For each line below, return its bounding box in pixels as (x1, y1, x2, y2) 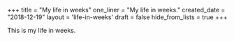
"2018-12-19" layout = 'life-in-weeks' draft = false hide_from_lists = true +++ (7, 13, 228, 21)
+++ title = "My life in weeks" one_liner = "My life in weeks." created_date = (7, 6, 226, 14)
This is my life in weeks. (7, 27, 76, 34)
